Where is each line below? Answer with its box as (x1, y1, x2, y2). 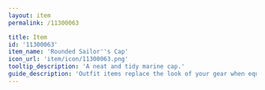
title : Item (8, 33, 47, 41)
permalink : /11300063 (8, 19, 80, 27)
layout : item (8, 11, 51, 20)
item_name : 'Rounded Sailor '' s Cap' (8, 48, 129, 56)
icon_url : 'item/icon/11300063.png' (8, 55, 129, 63)
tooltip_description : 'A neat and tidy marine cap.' (8, 62, 185, 71)
